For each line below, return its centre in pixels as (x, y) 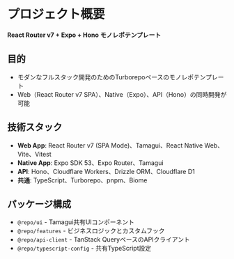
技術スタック (35, 127)
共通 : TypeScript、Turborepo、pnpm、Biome (82, 180)
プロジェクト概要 (56, 14)
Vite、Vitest (34, 154)
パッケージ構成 (39, 204)
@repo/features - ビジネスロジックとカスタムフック (91, 231)
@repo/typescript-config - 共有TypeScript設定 (84, 249)
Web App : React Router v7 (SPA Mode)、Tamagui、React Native (110, 145)
